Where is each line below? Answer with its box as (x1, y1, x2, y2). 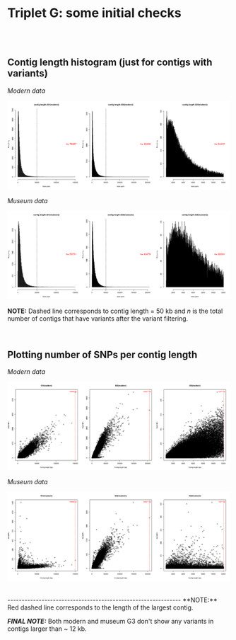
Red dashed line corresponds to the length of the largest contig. (7, 603, 194, 612)
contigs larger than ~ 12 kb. (7, 624, 87, 633)
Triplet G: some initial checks (7, 5, 182, 21)
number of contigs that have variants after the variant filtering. (7, 314, 189, 323)
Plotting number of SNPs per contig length (7, 348, 198, 360)
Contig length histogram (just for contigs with (7, 57, 213, 69)
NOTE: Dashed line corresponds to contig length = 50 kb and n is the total (7, 307, 223, 316)
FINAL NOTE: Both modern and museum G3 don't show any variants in (7, 617, 214, 625)
